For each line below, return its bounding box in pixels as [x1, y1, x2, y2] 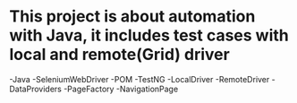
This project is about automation [9, 6, 256, 27]
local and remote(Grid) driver [9, 45, 230, 64]
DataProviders [9, 83, 63, 94]
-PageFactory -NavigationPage [64, 83, 179, 94]
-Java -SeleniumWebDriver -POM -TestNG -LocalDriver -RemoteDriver [9, 73, 270, 84]
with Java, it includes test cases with [9, 25, 289, 46]
